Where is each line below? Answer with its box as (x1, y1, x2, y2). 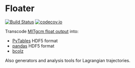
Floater (5, 3, 35, 14)
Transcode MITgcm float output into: (5, 28, 79, 34)
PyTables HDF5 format (12, 37, 58, 44)
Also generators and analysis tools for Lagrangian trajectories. (5, 57, 131, 63)
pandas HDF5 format (12, 43, 55, 49)
